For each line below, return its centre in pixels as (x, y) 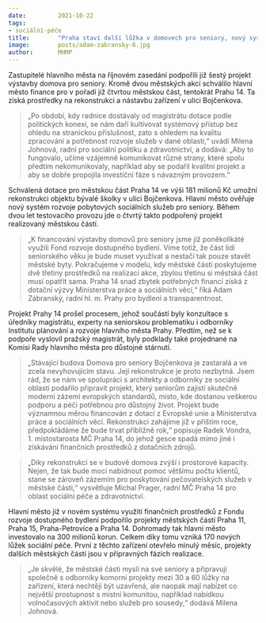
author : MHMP (40, 52)
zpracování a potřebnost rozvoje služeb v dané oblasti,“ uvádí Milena (140, 141)
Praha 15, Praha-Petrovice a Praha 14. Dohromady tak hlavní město (117, 528)
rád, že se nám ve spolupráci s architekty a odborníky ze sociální (133, 379)
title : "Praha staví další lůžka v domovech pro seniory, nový (127, 38)
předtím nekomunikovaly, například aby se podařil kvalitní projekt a (136, 166)
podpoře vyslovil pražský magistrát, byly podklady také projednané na (123, 339)
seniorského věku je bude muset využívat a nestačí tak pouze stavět (139, 256)
